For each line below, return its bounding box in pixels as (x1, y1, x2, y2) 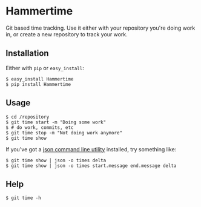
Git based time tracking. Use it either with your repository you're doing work (5, 24, 196, 31)
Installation (5, 48, 49, 59)
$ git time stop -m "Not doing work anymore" (5, 130, 122, 136)
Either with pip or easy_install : (5, 64, 84, 71)
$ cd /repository (5, 114, 50, 120)
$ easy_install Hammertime (5, 76, 74, 82)
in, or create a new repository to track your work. (5, 30, 128, 38)
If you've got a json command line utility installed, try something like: (5, 145, 177, 153)
